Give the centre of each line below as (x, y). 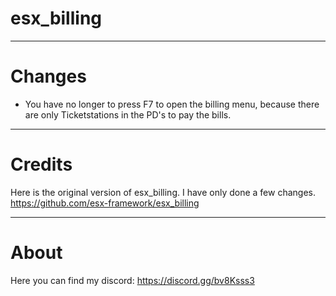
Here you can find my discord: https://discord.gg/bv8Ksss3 (132, 280)
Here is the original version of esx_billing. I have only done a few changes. (163, 192)
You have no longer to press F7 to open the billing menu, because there (172, 104)
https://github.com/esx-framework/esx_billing (105, 203)
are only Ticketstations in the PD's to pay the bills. (128, 114)
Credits (41, 164)
